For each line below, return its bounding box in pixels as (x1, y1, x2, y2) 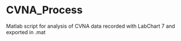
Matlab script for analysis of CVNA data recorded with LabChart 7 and (6, 23, 176, 29)
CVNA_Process (6, 3, 83, 17)
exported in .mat (6, 28, 46, 35)
